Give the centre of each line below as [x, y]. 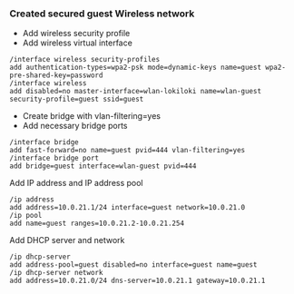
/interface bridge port [54, 158]
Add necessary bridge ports [75, 126]
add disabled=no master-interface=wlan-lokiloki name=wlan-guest [135, 92]
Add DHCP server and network [67, 240]
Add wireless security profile [76, 34]
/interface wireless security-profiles [85, 60]
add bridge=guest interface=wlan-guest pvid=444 [103, 166]
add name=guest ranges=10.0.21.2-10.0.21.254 [97, 224]
